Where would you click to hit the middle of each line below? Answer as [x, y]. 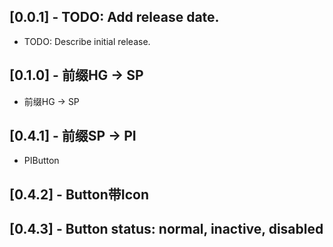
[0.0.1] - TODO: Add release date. [114, 17]
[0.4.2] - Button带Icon [79, 194]
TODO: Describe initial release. [87, 41]
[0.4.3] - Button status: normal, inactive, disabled [166, 229]
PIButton [41, 161]
